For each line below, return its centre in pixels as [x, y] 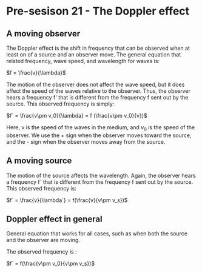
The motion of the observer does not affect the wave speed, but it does [96, 84]
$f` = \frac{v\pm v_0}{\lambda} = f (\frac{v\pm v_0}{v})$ [77, 116]
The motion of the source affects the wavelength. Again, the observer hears [101, 175]
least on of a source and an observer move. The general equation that [94, 55]
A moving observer [43, 34]
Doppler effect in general [54, 219]
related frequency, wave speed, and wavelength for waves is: [83, 61]
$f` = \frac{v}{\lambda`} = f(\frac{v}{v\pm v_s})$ [67, 200]
